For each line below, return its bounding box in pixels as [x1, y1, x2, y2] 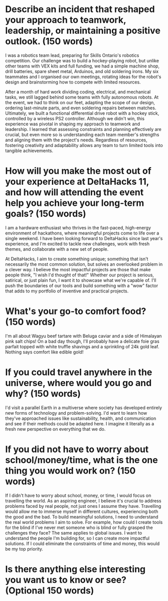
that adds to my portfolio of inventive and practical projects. [5, 288, 129, 294]
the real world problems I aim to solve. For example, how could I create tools [5, 519, 163, 525]
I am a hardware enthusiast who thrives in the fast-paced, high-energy [5, 224, 151, 231]
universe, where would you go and [5, 378, 152, 389]
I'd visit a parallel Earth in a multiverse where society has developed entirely [5, 404, 162, 411]
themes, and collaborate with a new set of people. [5, 246, 109, 252]
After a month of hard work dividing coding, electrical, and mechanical [5, 89, 151, 95]
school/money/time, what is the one [5, 454, 158, 466]
